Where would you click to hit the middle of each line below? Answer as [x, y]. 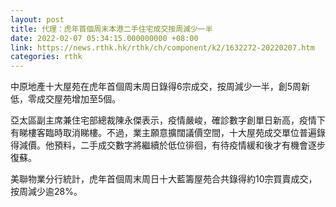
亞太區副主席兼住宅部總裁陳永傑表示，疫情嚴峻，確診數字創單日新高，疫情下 [168, 120]
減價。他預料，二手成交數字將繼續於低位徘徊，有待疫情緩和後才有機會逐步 [172, 145]
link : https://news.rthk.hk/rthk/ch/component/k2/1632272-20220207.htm [162, 47]
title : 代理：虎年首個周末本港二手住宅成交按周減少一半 [111, 29]
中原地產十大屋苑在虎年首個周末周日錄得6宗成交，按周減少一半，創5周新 [160, 87]
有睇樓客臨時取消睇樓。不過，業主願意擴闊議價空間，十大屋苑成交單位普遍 [163, 133]
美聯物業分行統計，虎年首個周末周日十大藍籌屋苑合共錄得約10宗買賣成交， [164, 179]
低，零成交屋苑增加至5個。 [66, 99]
